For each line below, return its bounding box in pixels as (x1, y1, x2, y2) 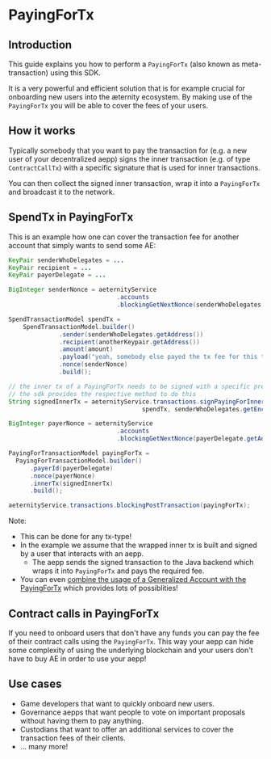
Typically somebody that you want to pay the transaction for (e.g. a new (8, 145, 248, 155)
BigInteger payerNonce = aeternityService (8, 420, 153, 428)
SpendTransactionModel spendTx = (8, 315, 121, 323)
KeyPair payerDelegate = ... (8, 271, 106, 280)
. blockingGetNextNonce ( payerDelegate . (116, 435, 248, 443)
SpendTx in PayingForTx (8, 210, 134, 224)
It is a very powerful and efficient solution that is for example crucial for (8, 83, 246, 93)
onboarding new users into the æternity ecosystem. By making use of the (8, 92, 252, 102)
